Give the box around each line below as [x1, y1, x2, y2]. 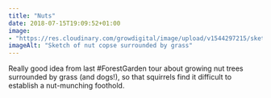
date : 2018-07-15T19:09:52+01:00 [8, 19, 121, 27]
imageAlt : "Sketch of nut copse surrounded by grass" [8, 42, 194, 50]
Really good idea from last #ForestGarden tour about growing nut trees [8, 63, 244, 73]
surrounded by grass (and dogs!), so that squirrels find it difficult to [8, 72, 232, 82]
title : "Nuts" [8, 11, 56, 20]
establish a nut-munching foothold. [8, 81, 125, 91]
